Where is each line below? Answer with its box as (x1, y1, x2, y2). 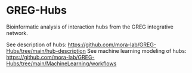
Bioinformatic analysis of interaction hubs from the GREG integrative (6, 23, 174, 30)
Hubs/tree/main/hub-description (6, 47, 86, 54)
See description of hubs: (6, 41, 67, 48)
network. (6, 29, 29, 36)
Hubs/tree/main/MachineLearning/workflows (6, 60, 117, 67)
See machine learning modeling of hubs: (87, 47, 187, 54)
